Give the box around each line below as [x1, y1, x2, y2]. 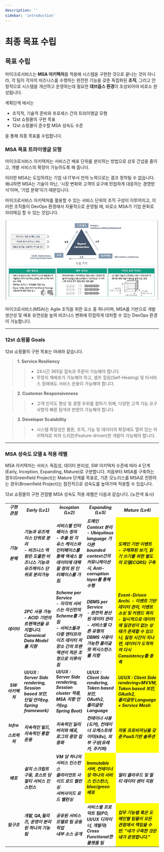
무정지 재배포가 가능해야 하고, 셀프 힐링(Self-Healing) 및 [36, 374, 144, 380]
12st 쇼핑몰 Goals [5, 336, 45, 343]
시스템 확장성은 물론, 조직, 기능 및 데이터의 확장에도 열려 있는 [36, 426, 152, 432]
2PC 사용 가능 [24, 609, 51, 614]
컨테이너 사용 [86, 715, 112, 721]
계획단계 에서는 [5, 100, 34, 106]
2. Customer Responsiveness [17, 390, 78, 396]
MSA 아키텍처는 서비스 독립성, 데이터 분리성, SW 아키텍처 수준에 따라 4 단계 [5, 462, 150, 468]
